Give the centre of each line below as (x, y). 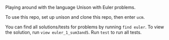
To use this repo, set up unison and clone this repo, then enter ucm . (75, 17)
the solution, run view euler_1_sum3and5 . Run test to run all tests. (74, 32)
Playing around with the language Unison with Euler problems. (71, 7)
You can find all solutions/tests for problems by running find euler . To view (85, 27)
